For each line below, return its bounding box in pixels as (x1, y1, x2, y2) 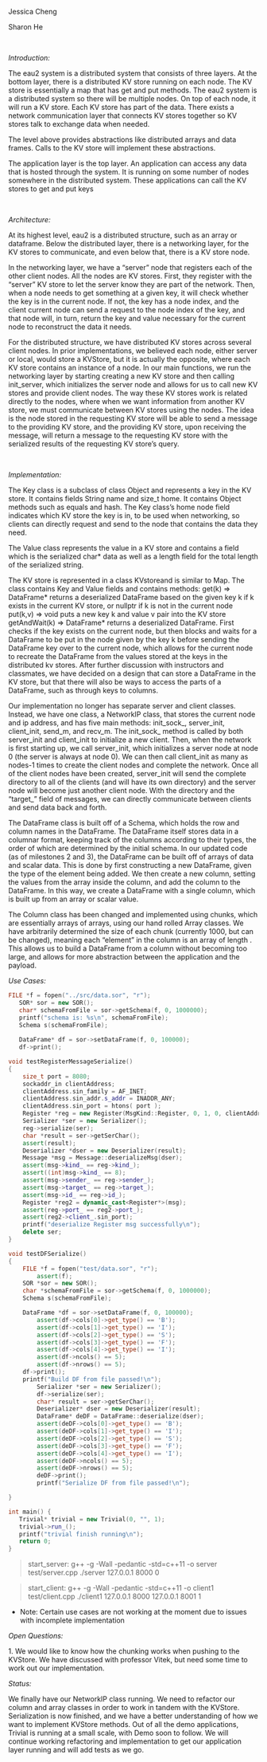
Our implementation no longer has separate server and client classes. (8, 701, 236, 710)
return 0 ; (18, 1537, 52, 1545)
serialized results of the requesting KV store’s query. (8, 439, 180, 449)
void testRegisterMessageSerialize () (8, 1058, 133, 1065)
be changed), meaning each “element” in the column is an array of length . (8, 936, 253, 944)
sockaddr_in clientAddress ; (22, 1080, 115, 1088)
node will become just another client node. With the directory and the (8, 786, 235, 795)
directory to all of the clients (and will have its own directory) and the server (8, 777, 257, 787)
